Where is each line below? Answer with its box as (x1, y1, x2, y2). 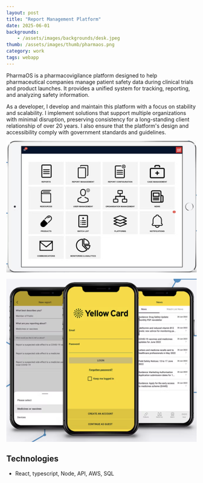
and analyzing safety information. (6, 91, 89, 98)
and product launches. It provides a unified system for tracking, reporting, (6, 85, 190, 92)
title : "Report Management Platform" (6, 16, 101, 22)
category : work (6, 48, 45, 54)
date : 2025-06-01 (6, 22, 50, 28)
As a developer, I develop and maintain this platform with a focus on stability (6, 103, 196, 110)
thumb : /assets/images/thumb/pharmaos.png (6, 42, 115, 48)
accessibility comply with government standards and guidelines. (6, 128, 166, 136)
